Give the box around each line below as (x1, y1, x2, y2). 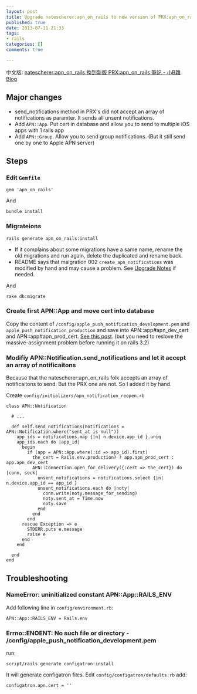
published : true (6, 19, 46, 25)
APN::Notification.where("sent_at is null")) (6, 429, 119, 435)
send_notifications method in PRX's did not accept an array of (14, 108, 165, 115)
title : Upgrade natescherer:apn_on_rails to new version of (6, 14, 157, 20)
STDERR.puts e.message (27, 526, 83, 533)
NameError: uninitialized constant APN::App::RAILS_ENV (6, 591, 172, 599)
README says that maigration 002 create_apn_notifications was (14, 258, 174, 265)
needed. (14, 270, 35, 277)
